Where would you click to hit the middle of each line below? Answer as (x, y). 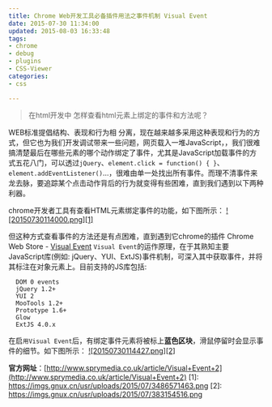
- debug (21, 54)
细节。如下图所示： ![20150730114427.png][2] (99, 350)
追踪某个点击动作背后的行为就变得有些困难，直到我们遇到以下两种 (153, 182)
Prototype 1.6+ (41, 310)
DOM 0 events (38, 282)
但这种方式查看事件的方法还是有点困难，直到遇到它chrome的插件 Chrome (131, 236)
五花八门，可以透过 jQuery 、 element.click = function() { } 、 (119, 162)
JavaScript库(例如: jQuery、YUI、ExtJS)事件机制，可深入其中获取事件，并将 (136, 256)
